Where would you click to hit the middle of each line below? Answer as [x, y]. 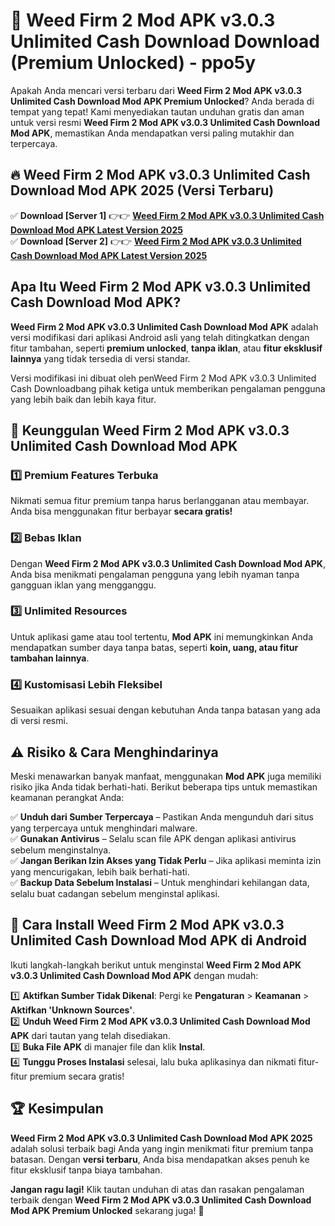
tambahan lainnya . [50, 658]
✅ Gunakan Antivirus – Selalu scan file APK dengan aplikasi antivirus [153, 838]
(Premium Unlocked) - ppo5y [133, 63]
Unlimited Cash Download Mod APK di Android [159, 940]
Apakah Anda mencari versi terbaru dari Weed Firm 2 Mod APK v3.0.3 [156, 90]
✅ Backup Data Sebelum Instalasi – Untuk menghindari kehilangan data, [160, 882]
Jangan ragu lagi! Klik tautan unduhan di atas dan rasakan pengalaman [157, 1189]
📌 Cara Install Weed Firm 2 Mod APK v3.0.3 [147, 925]
